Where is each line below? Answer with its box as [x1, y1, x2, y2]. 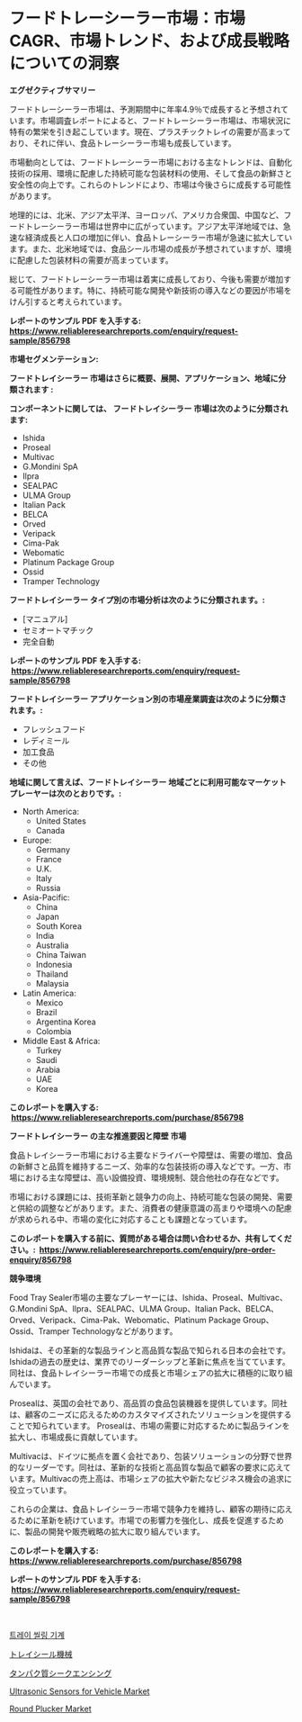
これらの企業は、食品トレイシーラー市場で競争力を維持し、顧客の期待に [9, 1503, 277, 1514]
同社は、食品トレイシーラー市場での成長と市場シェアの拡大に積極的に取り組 [9, 1367, 293, 1378]
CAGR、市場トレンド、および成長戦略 [9, 31, 289, 51]
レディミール [22, 735, 70, 745]
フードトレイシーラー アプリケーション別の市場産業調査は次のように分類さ [9, 693, 288, 704]
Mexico [35, 996, 64, 1008]
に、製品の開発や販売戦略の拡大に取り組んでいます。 [9, 1526, 205, 1537]
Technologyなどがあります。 [71, 1325, 178, 1337]
